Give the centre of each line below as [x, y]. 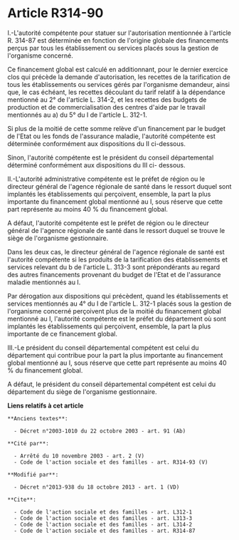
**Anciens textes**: [38, 418]
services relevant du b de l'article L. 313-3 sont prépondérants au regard [114, 267]
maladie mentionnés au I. [44, 282]
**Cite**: [22, 499]
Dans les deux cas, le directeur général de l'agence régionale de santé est [116, 251]
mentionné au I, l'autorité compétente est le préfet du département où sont [117, 318]
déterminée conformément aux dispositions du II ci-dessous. [97, 143]
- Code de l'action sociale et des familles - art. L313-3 [103, 518]
